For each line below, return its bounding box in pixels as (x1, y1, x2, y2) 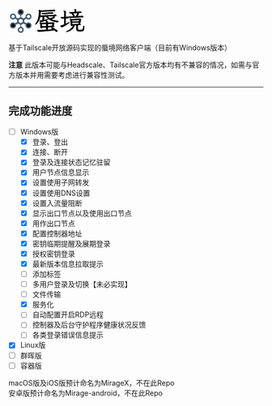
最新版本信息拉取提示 (32, 259, 104, 268)
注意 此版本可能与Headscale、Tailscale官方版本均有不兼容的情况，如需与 (8, 60, 253, 70)
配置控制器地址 (32, 229, 83, 238)
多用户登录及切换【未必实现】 (32, 280, 132, 289)
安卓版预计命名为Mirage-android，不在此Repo (8, 388, 164, 398)
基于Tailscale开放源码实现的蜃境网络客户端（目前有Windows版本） (8, 43, 232, 53)
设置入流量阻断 (32, 198, 83, 207)
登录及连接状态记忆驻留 (32, 157, 111, 167)
